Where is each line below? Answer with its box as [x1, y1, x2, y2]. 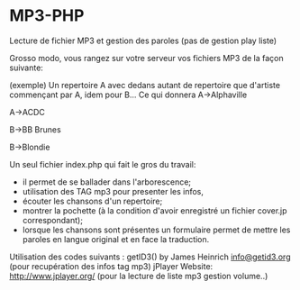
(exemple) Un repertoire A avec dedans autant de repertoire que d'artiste [9, 79, 281, 90]
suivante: [9, 62, 43, 73]
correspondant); [22, 214, 84, 225]
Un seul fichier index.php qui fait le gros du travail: [9, 159, 196, 169]
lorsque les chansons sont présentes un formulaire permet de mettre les [22, 224, 291, 235]
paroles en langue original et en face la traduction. [22, 233, 210, 244]
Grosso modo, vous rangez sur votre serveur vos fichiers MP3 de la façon [9, 52, 284, 63]
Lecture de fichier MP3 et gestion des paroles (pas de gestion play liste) [9, 35, 277, 46]
